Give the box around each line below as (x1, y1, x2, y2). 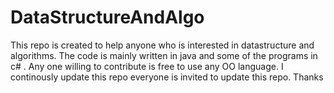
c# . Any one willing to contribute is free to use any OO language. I (10, 60, 284, 72)
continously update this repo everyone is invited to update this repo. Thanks (10, 71, 324, 83)
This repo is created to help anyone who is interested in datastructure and (10, 39, 315, 51)
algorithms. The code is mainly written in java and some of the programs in (10, 49, 318, 61)
